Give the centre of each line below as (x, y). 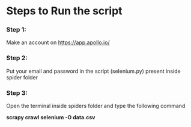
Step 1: (16, 30)
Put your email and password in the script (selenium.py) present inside (94, 71)
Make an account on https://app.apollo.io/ (58, 42)
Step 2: (17, 58)
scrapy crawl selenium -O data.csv (51, 117)
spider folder (22, 77)
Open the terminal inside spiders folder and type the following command (96, 106)
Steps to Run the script (64, 11)
